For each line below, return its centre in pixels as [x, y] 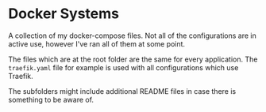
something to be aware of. [51, 99]
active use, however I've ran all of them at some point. [96, 43]
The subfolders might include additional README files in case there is [122, 91]
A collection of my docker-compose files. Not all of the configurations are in [132, 35]
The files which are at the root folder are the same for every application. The [133, 59]
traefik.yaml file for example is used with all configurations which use [123, 67]
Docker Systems [64, 14]
